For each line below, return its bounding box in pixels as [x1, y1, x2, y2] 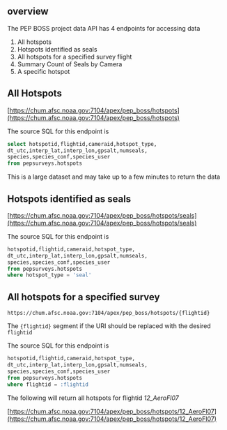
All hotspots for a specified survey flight [17, 52, 132, 61]
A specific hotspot [17, 67, 70, 75]
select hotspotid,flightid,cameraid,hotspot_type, [7, 140, 157, 147]
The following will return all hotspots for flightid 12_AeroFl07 [7, 394, 179, 402]
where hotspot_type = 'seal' [7, 272, 92, 279]
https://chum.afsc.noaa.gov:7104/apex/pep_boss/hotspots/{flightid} [7, 310, 210, 317]
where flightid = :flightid [7, 380, 89, 388]
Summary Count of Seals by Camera [17, 59, 123, 68]
